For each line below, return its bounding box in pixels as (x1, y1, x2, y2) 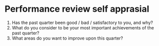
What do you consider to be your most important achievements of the (11, 24, 154, 30)
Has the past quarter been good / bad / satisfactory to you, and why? (11, 20, 153, 25)
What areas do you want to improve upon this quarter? (11, 35, 123, 41)
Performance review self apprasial (4, 3, 150, 15)
